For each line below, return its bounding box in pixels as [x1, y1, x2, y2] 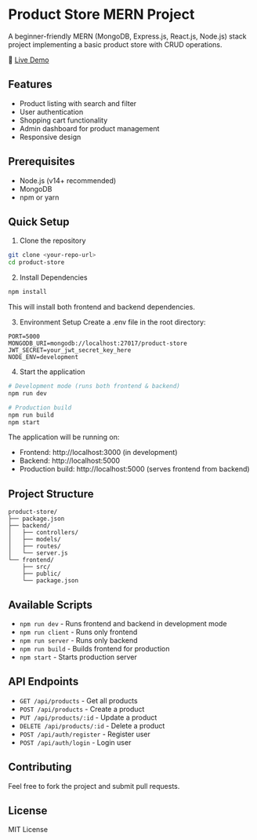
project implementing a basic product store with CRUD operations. [8, 39, 223, 49]
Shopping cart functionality [19, 116, 108, 125]
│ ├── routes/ [8, 542, 61, 551]
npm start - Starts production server [19, 652, 137, 662]
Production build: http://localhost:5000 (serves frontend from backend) [19, 464, 250, 474]
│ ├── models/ [8, 536, 61, 544]
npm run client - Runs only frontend [19, 627, 138, 636]
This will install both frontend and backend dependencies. [8, 303, 196, 311]
